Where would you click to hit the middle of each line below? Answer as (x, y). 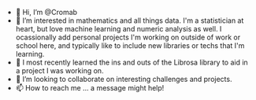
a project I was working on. (59, 70)
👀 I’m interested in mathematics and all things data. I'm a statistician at (130, 20)
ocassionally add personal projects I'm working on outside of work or (128, 37)
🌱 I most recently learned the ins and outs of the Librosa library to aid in (132, 62)
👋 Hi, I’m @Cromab (46, 12)
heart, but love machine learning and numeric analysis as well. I (119, 29)
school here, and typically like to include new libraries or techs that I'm (130, 46)
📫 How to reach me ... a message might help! (90, 88)
